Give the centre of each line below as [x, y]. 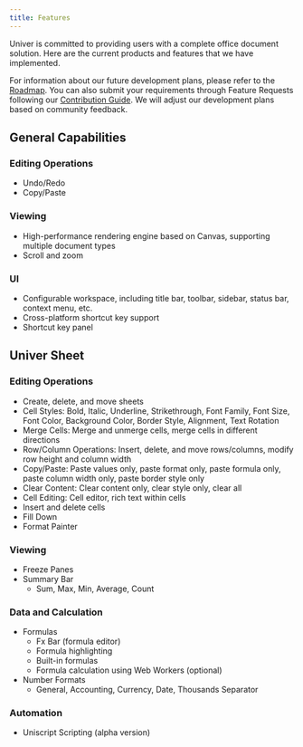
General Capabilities [68, 138]
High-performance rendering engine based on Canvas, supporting [146, 235]
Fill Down [40, 516]
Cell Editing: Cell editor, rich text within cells [104, 497]
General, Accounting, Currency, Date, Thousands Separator [147, 690]
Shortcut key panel [57, 327]
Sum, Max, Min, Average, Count [95, 589]
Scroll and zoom [53, 255]
